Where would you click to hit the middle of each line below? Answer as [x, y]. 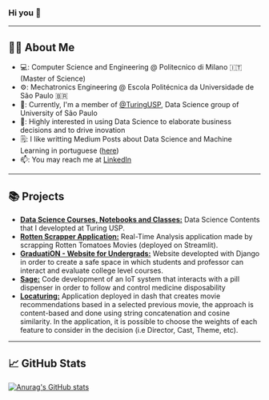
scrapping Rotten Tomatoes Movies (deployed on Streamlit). [119, 245]
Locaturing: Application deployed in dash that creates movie [120, 296]
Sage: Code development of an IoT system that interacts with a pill [130, 278]
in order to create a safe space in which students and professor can [132, 262]
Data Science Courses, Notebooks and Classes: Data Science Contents [140, 219]
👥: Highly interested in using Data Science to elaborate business [126, 122]
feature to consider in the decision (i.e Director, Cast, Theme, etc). [129, 330]
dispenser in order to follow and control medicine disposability [122, 287]
